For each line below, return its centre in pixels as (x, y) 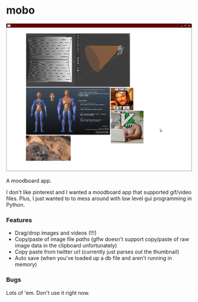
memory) (26, 265)
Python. (16, 205)
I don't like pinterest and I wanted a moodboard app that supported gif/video (99, 192)
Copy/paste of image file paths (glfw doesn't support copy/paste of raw (102, 239)
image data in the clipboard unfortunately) (66, 246)
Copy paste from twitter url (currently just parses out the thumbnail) (97, 252)
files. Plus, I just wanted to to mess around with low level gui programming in (99, 198)
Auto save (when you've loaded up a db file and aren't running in (93, 258)
